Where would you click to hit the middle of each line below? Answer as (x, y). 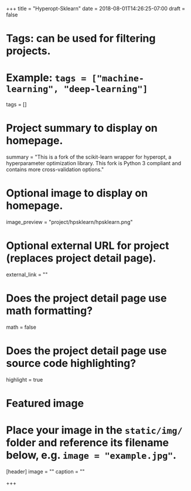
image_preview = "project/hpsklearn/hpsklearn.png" (69, 222)
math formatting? (49, 311)
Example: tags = (46, 78)
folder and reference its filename (87, 443)
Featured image (45, 403)
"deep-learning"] (106, 89)
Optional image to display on (77, 193)
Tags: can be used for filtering (81, 39)
